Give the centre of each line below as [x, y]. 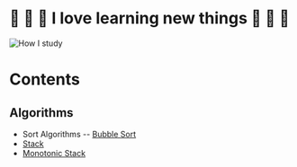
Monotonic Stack [54, 153]
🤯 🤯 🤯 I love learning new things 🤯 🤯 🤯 [149, 18]
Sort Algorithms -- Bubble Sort [79, 134]
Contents [45, 79]
